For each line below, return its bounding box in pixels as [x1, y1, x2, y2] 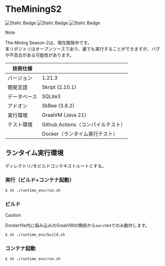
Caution [5, 212, 21, 218]
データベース [7, 93, 38, 100]
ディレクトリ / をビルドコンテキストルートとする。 [5, 162, 107, 169]
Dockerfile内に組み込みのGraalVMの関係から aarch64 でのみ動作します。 [5, 222, 150, 228]
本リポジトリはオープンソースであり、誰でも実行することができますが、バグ [5, 46, 161, 52]
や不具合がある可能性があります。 [5, 52, 74, 58]
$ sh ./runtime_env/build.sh [5, 232, 65, 237]
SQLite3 [41, 93, 61, 100]
